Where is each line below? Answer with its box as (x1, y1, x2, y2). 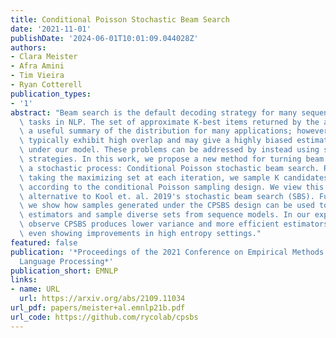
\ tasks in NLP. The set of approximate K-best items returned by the (19, 117, 320, 127)
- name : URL (10, 284, 60, 295)
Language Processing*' (19, 256, 114, 266)
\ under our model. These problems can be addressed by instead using (19, 145, 320, 155)
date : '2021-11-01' (10, 24, 92, 34)
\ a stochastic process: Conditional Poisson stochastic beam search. (19, 163, 320, 173)
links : (10, 275, 38, 285)
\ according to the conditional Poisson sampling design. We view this (19, 182, 325, 192)
